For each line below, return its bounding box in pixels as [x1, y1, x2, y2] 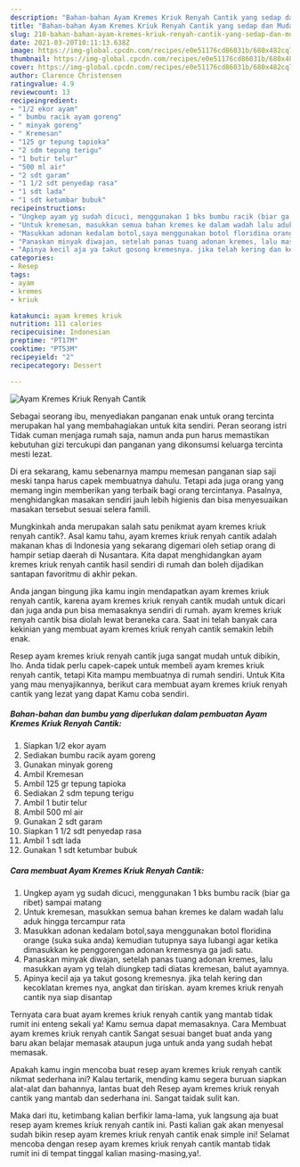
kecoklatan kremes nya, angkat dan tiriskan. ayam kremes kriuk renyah [22, 982, 284, 993]
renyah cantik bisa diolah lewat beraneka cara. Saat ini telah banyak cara [10, 614, 278, 625]
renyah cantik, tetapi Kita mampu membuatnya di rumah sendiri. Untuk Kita [10, 669, 286, 680]
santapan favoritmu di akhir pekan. [10, 568, 138, 579]
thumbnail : [10, 54, 51, 63]
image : [10, 46, 35, 55]
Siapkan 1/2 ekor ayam [22, 741, 107, 751]
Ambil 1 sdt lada [22, 835, 82, 846]
